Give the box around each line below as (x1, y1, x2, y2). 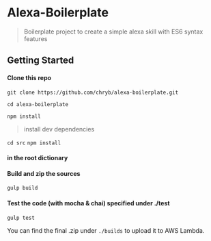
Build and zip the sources (7, 169, 81, 177)
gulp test (7, 214, 36, 221)
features (23, 34, 48, 42)
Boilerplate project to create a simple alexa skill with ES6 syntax (23, 27, 203, 36)
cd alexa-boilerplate (7, 101, 69, 107)
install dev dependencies (23, 125, 95, 133)
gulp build (7, 185, 38, 192)
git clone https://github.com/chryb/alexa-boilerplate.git (7, 89, 179, 96)
